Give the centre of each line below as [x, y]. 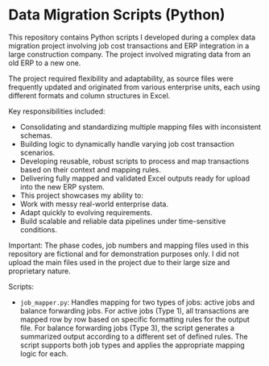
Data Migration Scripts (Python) [117, 15]
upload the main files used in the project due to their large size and [119, 262]
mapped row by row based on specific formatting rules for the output [134, 319]
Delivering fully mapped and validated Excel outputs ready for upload [135, 178]
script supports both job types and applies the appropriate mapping [132, 345]
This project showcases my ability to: [81, 195]
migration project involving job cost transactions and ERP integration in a [129, 45]
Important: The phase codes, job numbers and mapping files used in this [129, 245]
